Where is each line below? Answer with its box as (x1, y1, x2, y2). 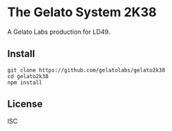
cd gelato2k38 (7, 73, 49, 80)
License (7, 98, 43, 110)
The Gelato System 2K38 (7, 4, 157, 20)
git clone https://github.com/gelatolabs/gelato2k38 (7, 66, 166, 74)
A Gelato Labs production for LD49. (7, 27, 111, 36)
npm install (7, 79, 42, 86)
